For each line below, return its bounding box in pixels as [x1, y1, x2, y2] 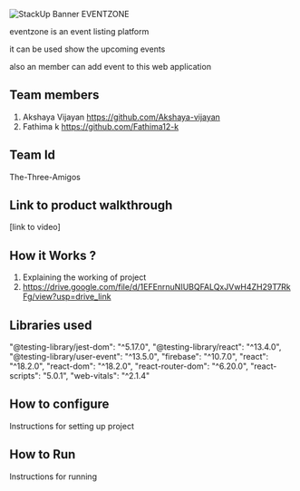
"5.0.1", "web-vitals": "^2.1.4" [43, 371, 150, 381]
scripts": [9, 371, 42, 381]
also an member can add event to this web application [9, 62, 211, 72]
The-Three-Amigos [9, 171, 82, 182]
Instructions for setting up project [9, 420, 134, 431]
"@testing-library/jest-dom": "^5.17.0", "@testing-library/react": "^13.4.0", [9, 342, 282, 352]
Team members [9, 87, 100, 103]
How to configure [9, 397, 110, 412]
